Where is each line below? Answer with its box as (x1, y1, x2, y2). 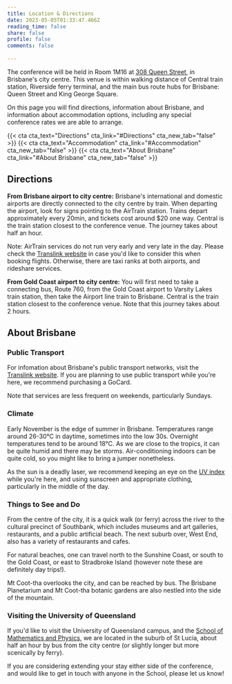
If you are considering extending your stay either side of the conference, (7, 662, 214, 670)
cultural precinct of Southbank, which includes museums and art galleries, (7, 522, 219, 530)
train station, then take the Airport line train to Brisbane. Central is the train (7, 292, 219, 300)
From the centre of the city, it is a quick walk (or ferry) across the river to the (7, 515, 225, 523)
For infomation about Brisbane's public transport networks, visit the (7, 363, 199, 372)
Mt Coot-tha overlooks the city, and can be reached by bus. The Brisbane (7, 579, 217, 587)
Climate (7, 409, 34, 419)
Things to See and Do (7, 499, 81, 509)
